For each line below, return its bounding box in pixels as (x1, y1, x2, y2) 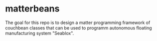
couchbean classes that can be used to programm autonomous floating (5, 24, 152, 30)
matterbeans (5, 3, 60, 14)
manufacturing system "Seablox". (5, 30, 74, 36)
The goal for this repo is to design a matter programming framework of (5, 19, 151, 25)
